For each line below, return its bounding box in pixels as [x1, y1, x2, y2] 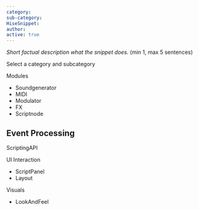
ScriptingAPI [6, 144, 38, 151]
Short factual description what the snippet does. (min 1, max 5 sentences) [6, 48, 193, 56]
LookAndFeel [15, 198, 49, 205]
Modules [6, 72, 29, 80]
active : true [6, 32, 40, 38]
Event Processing [6, 128, 75, 138]
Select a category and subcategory [6, 61, 96, 68]
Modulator [15, 97, 42, 105]
